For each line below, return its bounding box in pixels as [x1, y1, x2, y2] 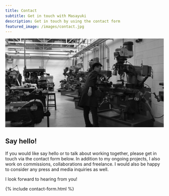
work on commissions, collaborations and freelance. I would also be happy [5, 161, 160, 167]
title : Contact [5, 8, 37, 13]
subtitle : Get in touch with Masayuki [5, 13, 87, 19]
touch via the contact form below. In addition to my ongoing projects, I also [5, 155, 160, 161]
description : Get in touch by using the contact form [5, 19, 121, 24]
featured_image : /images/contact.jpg [5, 24, 84, 29]
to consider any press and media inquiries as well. [5, 166, 109, 172]
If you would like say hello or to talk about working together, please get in [5, 150, 157, 156]
